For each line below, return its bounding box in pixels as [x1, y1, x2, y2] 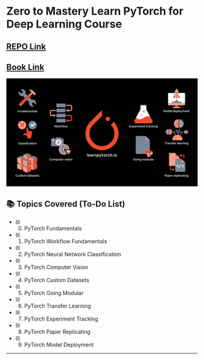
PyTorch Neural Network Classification [24, 251, 121, 258]
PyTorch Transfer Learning [24, 302, 91, 310]
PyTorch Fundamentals [24, 224, 82, 232]
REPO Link [6, 41, 47, 52]
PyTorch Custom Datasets [24, 276, 90, 283]
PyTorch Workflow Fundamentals [24, 237, 107, 244]
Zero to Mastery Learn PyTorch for [6, 4, 184, 18]
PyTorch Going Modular [24, 289, 84, 296]
